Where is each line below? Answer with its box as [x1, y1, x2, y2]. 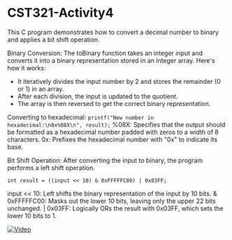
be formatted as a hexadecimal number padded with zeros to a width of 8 [7, 128, 219, 136]
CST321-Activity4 [7, 5, 114, 21]
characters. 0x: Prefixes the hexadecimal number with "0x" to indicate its [7, 135, 218, 144]
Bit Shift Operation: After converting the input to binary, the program [7, 156, 203, 165]
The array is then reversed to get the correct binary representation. [17, 99, 211, 107]
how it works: [7, 63, 46, 72]
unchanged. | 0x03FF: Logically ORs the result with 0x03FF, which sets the [7, 204, 224, 212]
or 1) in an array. [17, 84, 64, 93]
